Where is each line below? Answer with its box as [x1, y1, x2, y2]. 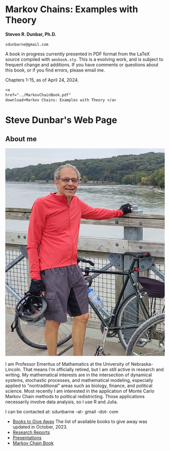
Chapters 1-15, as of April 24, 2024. [5, 77, 79, 83]
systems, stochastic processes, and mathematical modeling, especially [5, 377, 153, 383]
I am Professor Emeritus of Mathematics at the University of [5, 361, 130, 367]
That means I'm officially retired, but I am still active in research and [22, 367, 164, 373]
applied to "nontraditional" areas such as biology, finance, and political [5, 382, 153, 389]
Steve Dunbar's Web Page [5, 114, 117, 126]
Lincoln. [5, 367, 22, 373]
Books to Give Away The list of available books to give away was [12, 418, 148, 425]
